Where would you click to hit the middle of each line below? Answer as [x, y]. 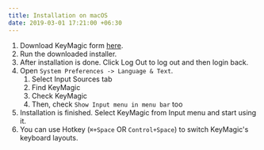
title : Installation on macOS [58, 15]
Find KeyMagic [56, 87]
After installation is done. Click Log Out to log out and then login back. [134, 62]
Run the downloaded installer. [68, 54]
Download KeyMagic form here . [71, 45]
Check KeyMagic [59, 96]
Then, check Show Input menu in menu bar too [107, 104]
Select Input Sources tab [72, 79]
